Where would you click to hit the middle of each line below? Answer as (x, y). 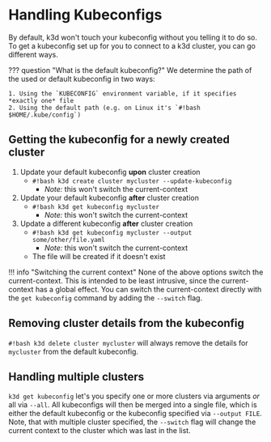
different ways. (33, 54)
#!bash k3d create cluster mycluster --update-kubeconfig (132, 181)
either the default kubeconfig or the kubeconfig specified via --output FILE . (135, 414)
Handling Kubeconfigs (85, 15)
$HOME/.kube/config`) (45, 115)
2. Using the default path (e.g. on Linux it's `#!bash (104, 108)
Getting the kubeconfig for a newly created (119, 140)
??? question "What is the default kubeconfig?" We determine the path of (130, 70)
